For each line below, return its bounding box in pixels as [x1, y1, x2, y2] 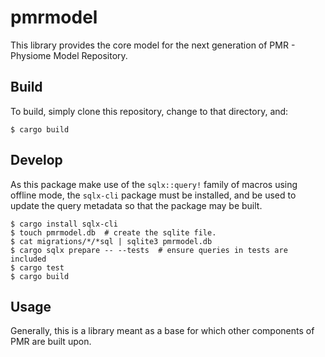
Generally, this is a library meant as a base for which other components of [10, 325, 315, 337]
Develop [10, 152, 63, 169]
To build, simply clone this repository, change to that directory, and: [10, 105, 289, 117]
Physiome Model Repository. [10, 49, 128, 61]
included [10, 254, 47, 264]
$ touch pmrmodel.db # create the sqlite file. [10, 227, 217, 238]
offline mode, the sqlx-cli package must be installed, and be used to [10, 189, 297, 201]
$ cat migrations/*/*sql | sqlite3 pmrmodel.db [10, 236, 213, 246]
